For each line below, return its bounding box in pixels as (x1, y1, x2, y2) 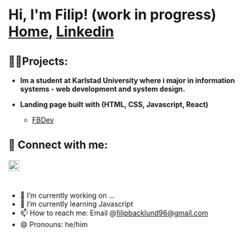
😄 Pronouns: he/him (19, 219, 88, 229)
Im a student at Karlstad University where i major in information (19, 76, 236, 85)
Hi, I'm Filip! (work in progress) (8, 6, 217, 24)
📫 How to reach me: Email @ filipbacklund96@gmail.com (19, 208, 209, 218)
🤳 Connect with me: (8, 138, 108, 152)
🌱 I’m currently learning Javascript (19, 198, 133, 209)
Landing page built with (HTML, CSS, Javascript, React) (19, 100, 209, 109)
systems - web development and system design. (19, 84, 185, 94)
